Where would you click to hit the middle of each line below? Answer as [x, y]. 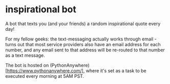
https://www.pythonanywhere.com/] [45, 71]
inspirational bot [41, 9]
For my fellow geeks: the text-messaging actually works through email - [81, 39]
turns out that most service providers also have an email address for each [83, 44]
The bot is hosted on [27, 65]
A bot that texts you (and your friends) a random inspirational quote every [83, 24]
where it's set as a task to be [116, 71]
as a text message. [25, 55]
